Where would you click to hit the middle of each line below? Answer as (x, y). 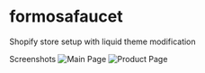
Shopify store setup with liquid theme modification (102, 41)
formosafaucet (66, 17)
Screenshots (33, 59)
